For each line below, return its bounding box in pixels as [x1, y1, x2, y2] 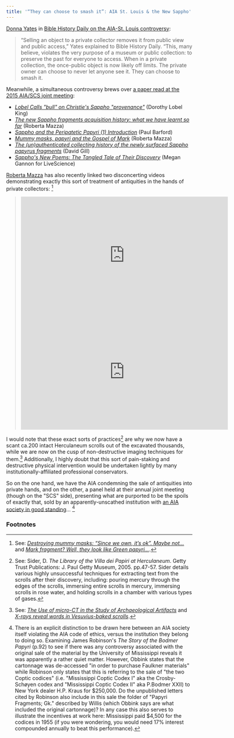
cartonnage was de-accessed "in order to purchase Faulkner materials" [14, 662, 190, 669]
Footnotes [6, 520, 37, 528]
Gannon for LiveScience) [14, 160, 76, 167]
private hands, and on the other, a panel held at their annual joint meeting [6, 486, 184, 493]
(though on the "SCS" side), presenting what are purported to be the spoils [6, 492, 188, 499]
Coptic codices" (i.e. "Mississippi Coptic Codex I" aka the [14, 674, 155, 681]
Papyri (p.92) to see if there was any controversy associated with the [14, 643, 183, 650]
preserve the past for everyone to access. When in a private [20, 55, 167, 62]
